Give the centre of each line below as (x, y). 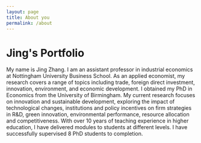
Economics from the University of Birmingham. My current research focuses (101, 95)
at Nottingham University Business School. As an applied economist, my (96, 76)
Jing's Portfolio (45, 53)
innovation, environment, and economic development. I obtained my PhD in (99, 89)
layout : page (23, 12)
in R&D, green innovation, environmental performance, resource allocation (98, 115)
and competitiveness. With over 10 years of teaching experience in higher (97, 121)
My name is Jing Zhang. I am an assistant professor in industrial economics (100, 69)
